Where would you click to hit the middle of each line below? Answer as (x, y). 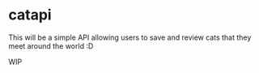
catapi (30, 15)
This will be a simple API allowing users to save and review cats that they (130, 37)
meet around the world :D (51, 45)
